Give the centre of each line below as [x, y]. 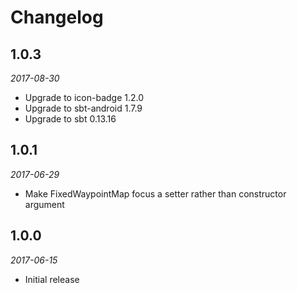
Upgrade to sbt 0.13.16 [70, 119]
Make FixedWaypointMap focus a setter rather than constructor [155, 193]
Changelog [57, 17]
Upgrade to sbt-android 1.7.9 [83, 108]
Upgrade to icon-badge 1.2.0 [84, 97]
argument [44, 204]
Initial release [52, 279]
